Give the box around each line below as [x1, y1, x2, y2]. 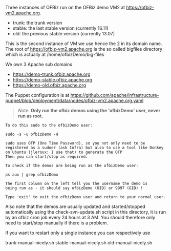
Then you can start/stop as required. [5, 154, 88, 159]
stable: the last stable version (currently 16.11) [12, 25, 109, 31]
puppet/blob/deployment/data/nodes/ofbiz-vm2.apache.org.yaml [5, 97, 144, 103]
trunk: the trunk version [12, 20, 62, 26]
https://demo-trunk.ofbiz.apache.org [12, 71, 91, 77]
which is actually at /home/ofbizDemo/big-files [5, 51, 104, 57]
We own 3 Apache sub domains [5, 61, 73, 67]
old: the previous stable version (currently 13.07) [12, 31, 115, 36]
